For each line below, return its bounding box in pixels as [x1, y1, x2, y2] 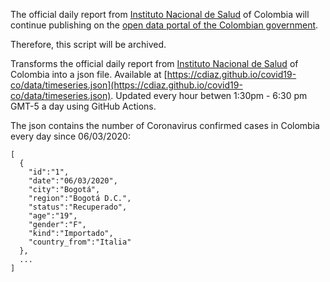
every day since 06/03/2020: [10, 130, 131, 142]
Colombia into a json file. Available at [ [10, 69, 168, 80]
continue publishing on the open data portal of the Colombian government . [10, 19, 319, 31]
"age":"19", [28, 211, 78, 221]
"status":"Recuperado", [28, 202, 128, 212]
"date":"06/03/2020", [28, 176, 118, 186]
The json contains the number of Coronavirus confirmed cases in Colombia [10, 120, 320, 131]
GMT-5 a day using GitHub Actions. [10, 100, 157, 112]
